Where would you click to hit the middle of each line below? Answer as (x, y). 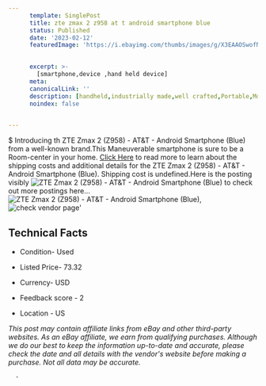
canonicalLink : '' (59, 89)
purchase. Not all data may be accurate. (74, 362)
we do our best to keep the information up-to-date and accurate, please (126, 345)
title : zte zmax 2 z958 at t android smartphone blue (120, 23)
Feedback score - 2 (52, 297)
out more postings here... (49, 191)
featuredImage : (54, 45)
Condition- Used (47, 251)
